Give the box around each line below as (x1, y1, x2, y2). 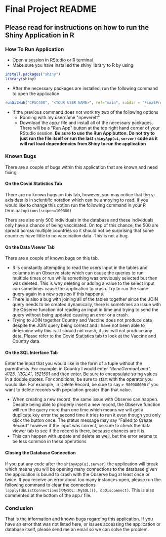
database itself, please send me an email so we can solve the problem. (5, 526, 149, 532)
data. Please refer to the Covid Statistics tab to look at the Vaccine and (12, 333, 157, 339)
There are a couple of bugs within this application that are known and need (5, 164, 158, 170)
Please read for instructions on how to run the (5, 23, 149, 32)
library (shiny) (5, 76, 37, 81)
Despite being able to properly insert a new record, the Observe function (12, 402, 161, 407)
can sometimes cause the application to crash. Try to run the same (12, 286, 149, 292)
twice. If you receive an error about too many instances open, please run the (5, 476, 161, 483)
